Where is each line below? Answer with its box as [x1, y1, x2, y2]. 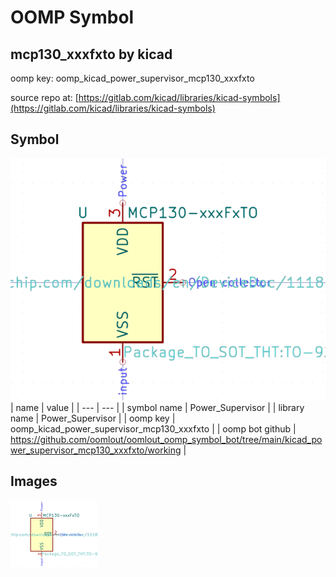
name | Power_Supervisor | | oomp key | [10, 412, 176, 425]
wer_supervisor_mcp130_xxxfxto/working [10, 444, 182, 456]
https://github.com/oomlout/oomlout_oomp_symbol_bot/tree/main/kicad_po [10, 434, 323, 446]
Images [10, 473, 58, 490]
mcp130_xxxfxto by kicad [10, 46, 173, 63]
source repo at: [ [10, 92, 79, 103]
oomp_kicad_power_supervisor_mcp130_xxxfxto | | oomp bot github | [10, 423, 297, 435]
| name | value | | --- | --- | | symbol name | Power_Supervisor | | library [10, 402, 305, 414]
